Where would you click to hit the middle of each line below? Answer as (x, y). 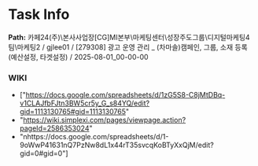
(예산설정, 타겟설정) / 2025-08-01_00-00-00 (78, 57)
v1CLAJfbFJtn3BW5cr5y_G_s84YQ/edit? (85, 103)
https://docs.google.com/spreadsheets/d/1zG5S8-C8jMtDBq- (125, 95)
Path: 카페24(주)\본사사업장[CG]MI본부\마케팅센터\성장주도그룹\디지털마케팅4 (129, 37)
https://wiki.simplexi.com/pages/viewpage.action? (105, 120)
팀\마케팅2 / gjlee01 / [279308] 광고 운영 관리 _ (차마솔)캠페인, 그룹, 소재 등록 (128, 47)
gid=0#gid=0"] (44, 153)
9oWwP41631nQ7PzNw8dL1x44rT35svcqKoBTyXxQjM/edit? (116, 145)
